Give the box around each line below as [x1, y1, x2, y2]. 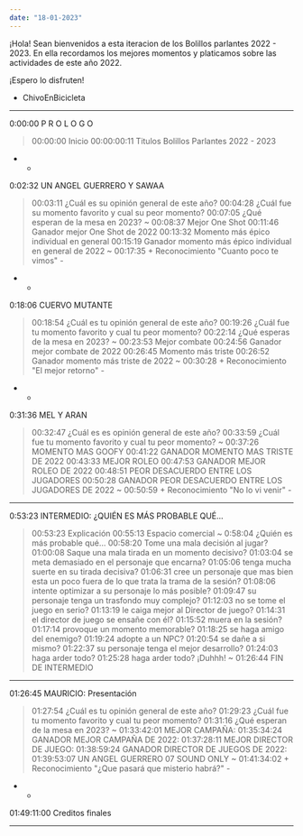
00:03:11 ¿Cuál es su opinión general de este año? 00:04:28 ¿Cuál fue [31, 198, 292, 208]
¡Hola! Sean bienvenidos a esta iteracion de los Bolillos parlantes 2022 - [9, 38, 277, 49]
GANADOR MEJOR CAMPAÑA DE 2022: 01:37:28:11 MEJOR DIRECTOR [31, 734, 293, 745]
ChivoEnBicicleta [22, 92, 86, 103]
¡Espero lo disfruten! [9, 74, 85, 86]
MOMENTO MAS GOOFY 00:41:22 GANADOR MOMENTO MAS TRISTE [31, 446, 294, 456]
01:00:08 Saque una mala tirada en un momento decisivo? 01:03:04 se [31, 547, 293, 557]
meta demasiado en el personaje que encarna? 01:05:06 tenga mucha [31, 556, 291, 567]
